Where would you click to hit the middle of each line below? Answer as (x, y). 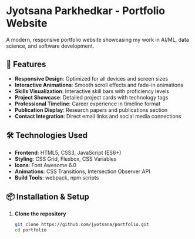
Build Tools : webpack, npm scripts (57, 177)
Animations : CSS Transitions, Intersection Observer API (82, 171)
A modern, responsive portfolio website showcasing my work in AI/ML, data (97, 39)
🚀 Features (26, 64)
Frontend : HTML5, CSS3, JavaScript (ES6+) (68, 152)
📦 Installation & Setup (48, 196)
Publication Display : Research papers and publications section (91, 109)
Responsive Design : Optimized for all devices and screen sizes (91, 78)
